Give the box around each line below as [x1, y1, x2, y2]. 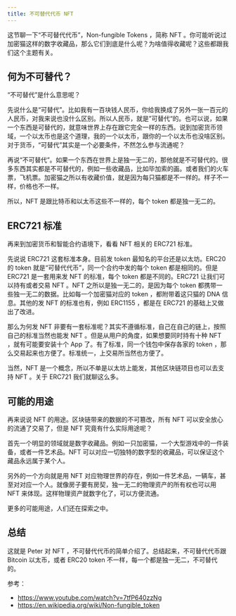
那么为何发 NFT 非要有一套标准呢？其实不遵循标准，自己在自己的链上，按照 [7, 322, 226, 331]
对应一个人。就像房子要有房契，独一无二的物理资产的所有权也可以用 [19, 480, 216, 489]
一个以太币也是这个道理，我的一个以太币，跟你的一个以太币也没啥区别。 [19, 132, 229, 141]
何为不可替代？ [7, 71, 72, 83]
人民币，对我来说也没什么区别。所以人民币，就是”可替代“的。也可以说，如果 [7, 114, 228, 123]
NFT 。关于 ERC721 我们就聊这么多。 [15, 372, 123, 381]
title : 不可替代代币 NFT [7, 10, 74, 18]
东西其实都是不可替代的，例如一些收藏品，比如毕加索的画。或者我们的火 [13, 165, 223, 173]
